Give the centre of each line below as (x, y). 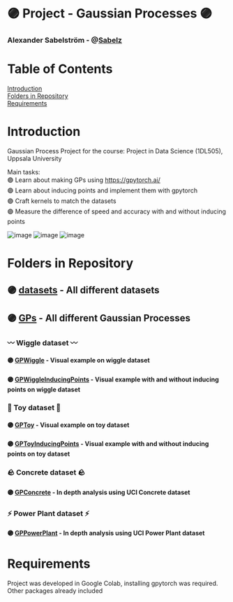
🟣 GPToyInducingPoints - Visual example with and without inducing (108, 444)
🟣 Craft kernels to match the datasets (62, 201)
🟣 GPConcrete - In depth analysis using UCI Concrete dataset (99, 492)
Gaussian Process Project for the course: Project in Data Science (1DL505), (115, 150)
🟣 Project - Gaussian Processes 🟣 (110, 14)
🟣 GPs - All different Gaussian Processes (99, 318)
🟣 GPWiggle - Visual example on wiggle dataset (78, 360)
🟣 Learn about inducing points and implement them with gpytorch (103, 190)
